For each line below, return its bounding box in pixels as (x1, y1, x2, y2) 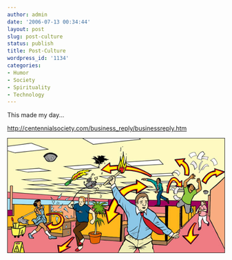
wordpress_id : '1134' (7, 55, 70, 62)
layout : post (7, 26, 45, 32)
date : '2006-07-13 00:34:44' (7, 18, 91, 26)
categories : (7, 62, 41, 69)
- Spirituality (7, 83, 51, 91)
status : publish (7, 40, 54, 48)
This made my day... (7, 111, 65, 119)
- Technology (7, 91, 45, 98)
